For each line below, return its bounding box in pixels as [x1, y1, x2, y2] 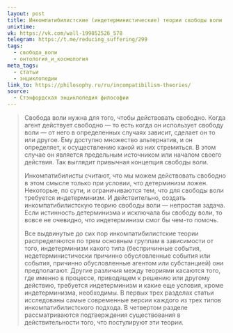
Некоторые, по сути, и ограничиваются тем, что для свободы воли [24, 186, 224, 194]
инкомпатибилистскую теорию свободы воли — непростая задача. [24, 201, 225, 209]
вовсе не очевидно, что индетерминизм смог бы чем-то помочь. [24, 216, 219, 224]
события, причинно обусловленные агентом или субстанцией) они [24, 259, 224, 267]
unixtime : [7, 23, 36, 30]
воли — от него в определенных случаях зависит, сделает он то [24, 128, 216, 137]
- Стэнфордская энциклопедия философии [13, 95, 129, 102]
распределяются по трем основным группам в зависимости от [24, 237, 214, 245]
